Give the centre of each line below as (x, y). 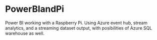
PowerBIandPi (35, 9)
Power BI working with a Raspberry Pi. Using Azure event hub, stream (76, 23)
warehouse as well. (25, 33)
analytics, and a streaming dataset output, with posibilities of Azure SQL (79, 28)
